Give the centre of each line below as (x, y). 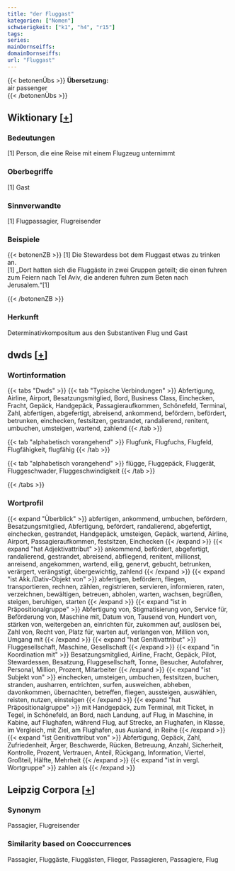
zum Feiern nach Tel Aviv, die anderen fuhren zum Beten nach (98, 278)
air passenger (28, 88)
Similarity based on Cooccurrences (69, 844)
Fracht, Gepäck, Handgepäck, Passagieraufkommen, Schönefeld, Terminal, (117, 406)
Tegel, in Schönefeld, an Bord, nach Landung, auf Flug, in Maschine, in (110, 715)
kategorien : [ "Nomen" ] (41, 21)
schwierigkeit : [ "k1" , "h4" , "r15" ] (61, 27)
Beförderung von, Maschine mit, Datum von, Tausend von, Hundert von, (112, 617)
